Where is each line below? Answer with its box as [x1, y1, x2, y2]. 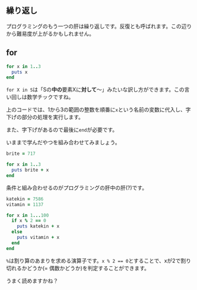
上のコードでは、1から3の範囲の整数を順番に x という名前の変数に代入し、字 [6, 106, 191, 113]
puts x [11, 69, 28, 75]
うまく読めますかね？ [6, 277, 58, 284]
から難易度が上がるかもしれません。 [6, 30, 95, 37]
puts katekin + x [17, 223, 60, 229]
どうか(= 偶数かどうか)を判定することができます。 [26, 264, 150, 272]
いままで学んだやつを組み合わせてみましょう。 [6, 139, 120, 146]
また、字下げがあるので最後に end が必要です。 [6, 126, 118, 133]
